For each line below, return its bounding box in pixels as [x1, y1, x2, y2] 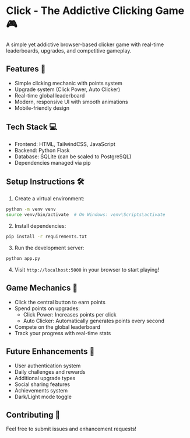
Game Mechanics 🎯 [6, 283, 78, 293]
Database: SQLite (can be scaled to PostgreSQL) [14, 153, 132, 160]
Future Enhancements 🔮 [6, 346, 95, 357]
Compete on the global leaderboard [14, 323, 101, 331]
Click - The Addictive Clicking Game [6, 4, 185, 18]
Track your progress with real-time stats [14, 329, 111, 336]
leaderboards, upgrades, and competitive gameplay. [6, 47, 132, 54]
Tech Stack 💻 [6, 122, 58, 132]
